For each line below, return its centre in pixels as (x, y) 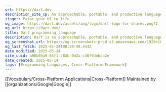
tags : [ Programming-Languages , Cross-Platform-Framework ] (66, 65)
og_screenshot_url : (25, 42)
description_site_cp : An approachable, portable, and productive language (84, 14)
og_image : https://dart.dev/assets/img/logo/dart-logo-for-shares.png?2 (82, 23)
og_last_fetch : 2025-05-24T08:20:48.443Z (48, 46)
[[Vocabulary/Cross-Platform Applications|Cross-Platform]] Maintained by (81, 79)
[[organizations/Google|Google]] (38, 84)
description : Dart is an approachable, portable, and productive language (84, 38)
